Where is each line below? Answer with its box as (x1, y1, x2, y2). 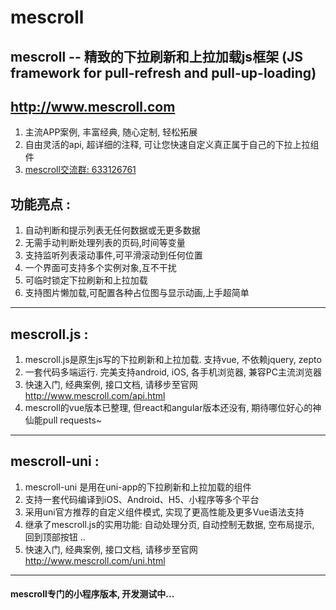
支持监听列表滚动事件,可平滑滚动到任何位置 (24, 249, 203, 261)
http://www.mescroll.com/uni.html (24, 554, 166, 566)
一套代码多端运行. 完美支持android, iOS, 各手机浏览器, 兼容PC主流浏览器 (24, 366, 323, 378)
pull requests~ (42, 414, 103, 426)
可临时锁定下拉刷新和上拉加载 (24, 274, 148, 286)
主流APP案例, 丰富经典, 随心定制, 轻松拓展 (24, 126, 198, 138)
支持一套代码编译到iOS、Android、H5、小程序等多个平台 (24, 493, 260, 505)
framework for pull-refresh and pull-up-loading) (10, 64, 317, 81)
